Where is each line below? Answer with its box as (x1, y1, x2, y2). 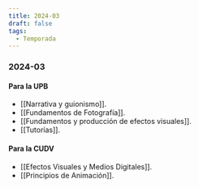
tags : (8, 27, 27, 35)
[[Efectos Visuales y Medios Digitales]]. (19, 161, 153, 171)
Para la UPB (8, 81, 49, 91)
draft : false (8, 19, 53, 28)
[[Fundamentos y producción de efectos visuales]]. (19, 117, 193, 126)
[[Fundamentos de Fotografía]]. (19, 108, 126, 117)
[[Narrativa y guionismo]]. (19, 99, 107, 109)
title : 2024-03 (8, 11, 60, 20)
